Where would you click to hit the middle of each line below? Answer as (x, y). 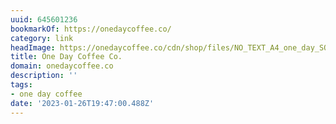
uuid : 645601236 (44, 19)
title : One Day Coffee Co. (66, 57)
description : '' (44, 76)
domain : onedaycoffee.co (62, 66)
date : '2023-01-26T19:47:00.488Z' (82, 103)
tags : (21, 85)
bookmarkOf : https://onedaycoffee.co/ (91, 29)
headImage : (33, 47)
